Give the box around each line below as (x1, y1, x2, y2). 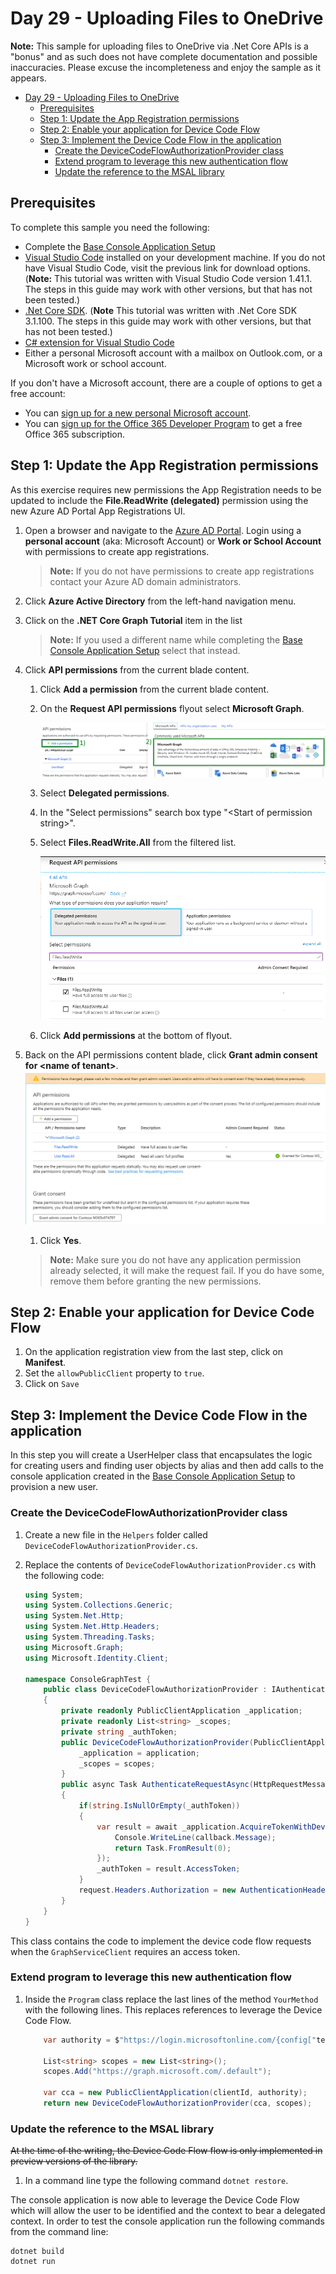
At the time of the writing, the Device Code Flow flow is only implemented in (10, 2145, 323, 2157)
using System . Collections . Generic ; (24, 1600, 174, 1611)
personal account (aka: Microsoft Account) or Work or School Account (24, 535, 322, 547)
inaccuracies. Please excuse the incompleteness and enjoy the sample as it (10, 61, 322, 73)
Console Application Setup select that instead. (49, 644, 241, 656)
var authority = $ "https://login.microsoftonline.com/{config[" (43, 2035, 317, 2045)
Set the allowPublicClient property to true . (24, 1367, 205, 1379)
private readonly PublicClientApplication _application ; (61, 1706, 303, 1716)
